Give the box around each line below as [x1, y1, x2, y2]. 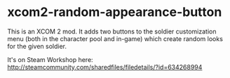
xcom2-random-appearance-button [7, 4, 222, 20]
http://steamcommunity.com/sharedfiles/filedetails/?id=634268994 [7, 63, 203, 71]
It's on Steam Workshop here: [7, 55, 93, 63]
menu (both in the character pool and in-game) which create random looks [7, 34, 223, 42]
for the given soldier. [7, 42, 67, 50]
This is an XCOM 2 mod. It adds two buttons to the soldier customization [7, 27, 217, 36]
